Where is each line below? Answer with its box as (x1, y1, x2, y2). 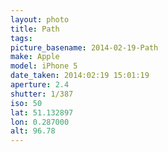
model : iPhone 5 (10, 61, 78, 71)
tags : (10, 33, 33, 43)
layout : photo (10, 14, 70, 25)
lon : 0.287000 (10, 117, 70, 127)
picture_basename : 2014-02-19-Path (10, 42, 159, 53)
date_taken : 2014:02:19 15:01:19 (10, 71, 150, 81)
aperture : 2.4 (10, 80, 70, 90)
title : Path (10, 24, 60, 34)
